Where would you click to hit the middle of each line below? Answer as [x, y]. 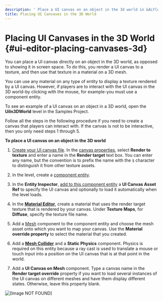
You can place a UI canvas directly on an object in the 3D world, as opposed [81, 62]
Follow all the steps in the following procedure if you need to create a [74, 121]
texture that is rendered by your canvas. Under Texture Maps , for [77, 209]
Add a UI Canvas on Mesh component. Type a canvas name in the [78, 268]
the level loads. [27, 195]
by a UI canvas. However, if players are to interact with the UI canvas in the [80, 87]
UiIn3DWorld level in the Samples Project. [47, 112]
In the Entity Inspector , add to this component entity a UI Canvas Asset [84, 184]
